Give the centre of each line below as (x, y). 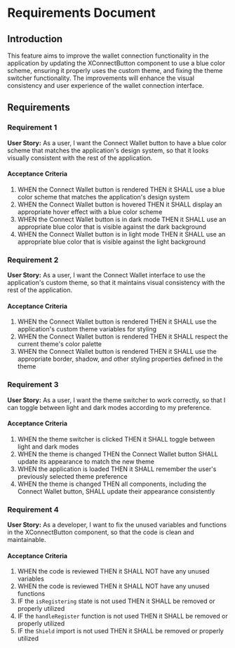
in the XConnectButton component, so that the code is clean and (101, 532)
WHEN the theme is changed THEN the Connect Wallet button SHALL (118, 454)
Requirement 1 (32, 128)
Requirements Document (82, 13)
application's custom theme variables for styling (87, 329)
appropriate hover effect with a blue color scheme (90, 211)
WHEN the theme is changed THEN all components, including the (112, 484)
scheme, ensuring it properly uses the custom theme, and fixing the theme (115, 71)
